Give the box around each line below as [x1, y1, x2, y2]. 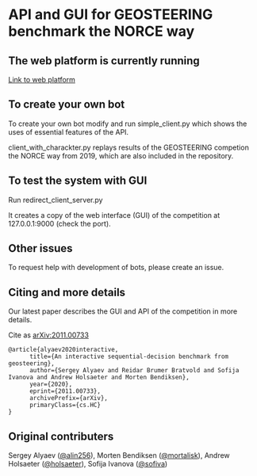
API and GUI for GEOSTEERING [8, 6, 213, 24]
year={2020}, [29, 380, 73, 389]
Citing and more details [8, 285, 125, 299]
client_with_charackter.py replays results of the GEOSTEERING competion [8, 143, 250, 152]
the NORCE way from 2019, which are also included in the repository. [8, 150, 234, 160]
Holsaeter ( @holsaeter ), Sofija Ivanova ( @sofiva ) [8, 459, 168, 469]
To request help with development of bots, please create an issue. [8, 263, 224, 272]
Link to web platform [8, 75, 75, 84]
